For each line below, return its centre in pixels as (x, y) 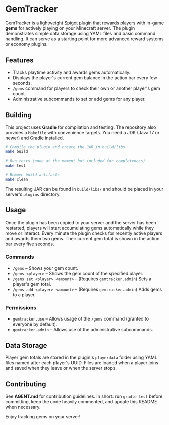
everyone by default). (35, 324)
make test (16, 166)
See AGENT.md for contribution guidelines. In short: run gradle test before (84, 396)
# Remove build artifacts (32, 175)
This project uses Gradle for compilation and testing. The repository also (81, 127)
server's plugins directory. (33, 194)
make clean (17, 179)
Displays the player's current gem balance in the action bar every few (85, 77)
